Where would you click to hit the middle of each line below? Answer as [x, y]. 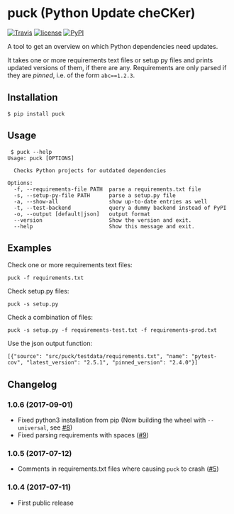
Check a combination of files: [50, 318]
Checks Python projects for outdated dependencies [90, 171]
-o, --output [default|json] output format [82, 214]
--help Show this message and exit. [104, 226]
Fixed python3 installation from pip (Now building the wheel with [112, 420]
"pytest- [204, 357]
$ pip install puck [36, 114]
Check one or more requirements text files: [70, 265]
